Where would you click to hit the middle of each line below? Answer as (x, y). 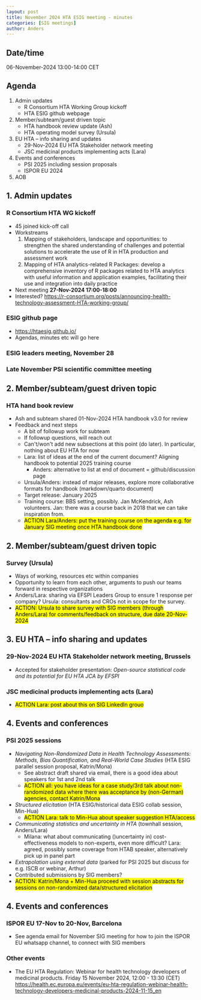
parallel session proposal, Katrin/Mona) (63, 766)
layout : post (22, 12)
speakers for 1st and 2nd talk (60, 779)
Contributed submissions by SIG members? (68, 875)
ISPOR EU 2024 (43, 170)
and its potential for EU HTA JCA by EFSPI (67, 676)
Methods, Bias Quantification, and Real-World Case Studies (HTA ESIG (103, 760)
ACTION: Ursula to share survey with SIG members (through (89, 608)
